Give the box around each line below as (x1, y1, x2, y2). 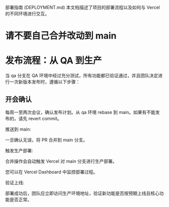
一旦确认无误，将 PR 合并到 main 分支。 (5, 137, 88, 143)
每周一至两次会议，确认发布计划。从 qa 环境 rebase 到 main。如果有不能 (5, 109, 156, 115)
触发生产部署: (5, 147, 34, 153)
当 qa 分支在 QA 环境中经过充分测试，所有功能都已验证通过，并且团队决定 (5, 72, 158, 79)
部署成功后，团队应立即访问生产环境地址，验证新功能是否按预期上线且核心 (5, 190, 159, 196)
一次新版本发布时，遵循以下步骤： (9, 79, 80, 85)
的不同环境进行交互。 (5, 11, 49, 17)
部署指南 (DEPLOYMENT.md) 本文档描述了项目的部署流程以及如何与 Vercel (5, 5, 160, 10)
